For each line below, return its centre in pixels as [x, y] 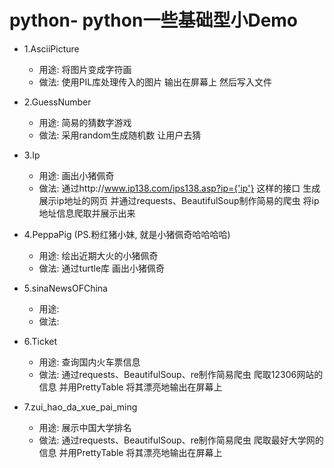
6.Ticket [40, 341]
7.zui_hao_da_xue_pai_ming [80, 407]
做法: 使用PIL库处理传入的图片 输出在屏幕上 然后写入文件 [155, 82]
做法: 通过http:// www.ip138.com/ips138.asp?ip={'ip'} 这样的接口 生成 [179, 188]
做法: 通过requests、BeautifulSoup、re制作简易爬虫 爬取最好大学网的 [181, 440]
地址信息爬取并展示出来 [87, 213]
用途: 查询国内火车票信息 [89, 362]
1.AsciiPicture [51, 48]
